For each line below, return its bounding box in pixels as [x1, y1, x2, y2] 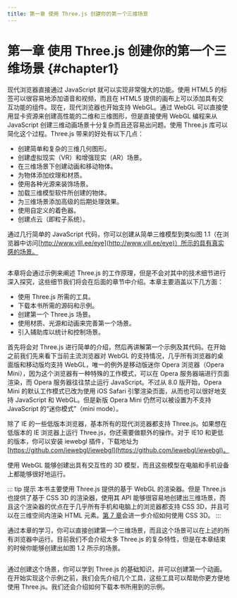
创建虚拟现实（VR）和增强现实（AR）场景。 [17, 153, 146, 161]
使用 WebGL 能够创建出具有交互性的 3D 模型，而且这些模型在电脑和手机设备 [7, 460, 229, 469]
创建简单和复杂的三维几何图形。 [17, 144, 111, 152]
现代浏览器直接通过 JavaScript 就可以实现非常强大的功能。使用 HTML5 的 [7, 85, 221, 94]
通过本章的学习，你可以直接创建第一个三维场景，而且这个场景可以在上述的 [7, 526, 224, 535]
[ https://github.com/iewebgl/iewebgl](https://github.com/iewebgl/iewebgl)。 [7, 446, 230, 454]
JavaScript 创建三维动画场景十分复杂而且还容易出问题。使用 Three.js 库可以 [7, 121, 228, 129]
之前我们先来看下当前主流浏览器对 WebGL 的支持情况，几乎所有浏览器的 [7, 351, 218, 360]
